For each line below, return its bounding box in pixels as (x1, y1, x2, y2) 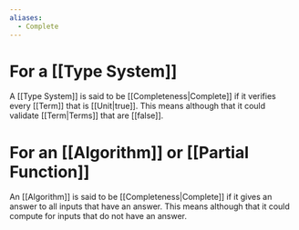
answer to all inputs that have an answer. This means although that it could (9, 201, 290, 212)
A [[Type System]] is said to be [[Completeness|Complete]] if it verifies (9, 91, 276, 102)
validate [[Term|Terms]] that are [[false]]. (9, 110, 164, 121)
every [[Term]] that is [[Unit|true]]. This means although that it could (9, 101, 266, 112)
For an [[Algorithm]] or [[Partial (9, 142, 249, 163)
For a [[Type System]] (9, 61, 178, 82)
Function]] (9, 161, 90, 182)
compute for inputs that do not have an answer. (9, 211, 188, 222)
